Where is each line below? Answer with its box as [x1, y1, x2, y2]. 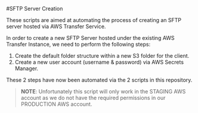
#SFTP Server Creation [6, 5, 63, 12]
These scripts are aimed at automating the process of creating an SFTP [6, 17, 182, 23]
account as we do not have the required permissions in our [20, 95, 166, 101]
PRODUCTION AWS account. [20, 101, 92, 108]
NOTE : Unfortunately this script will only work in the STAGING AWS [20, 88, 186, 95]
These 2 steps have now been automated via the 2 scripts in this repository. [6, 77, 193, 83]
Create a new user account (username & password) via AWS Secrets [14, 59, 184, 65]
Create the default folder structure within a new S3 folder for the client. [14, 52, 190, 59]
